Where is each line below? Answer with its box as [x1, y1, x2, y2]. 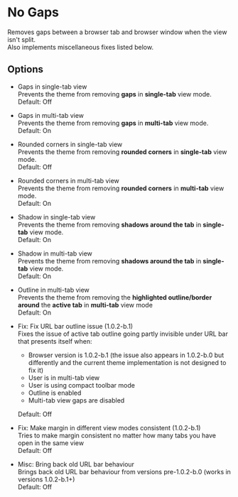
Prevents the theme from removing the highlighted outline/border [17, 293, 212, 302]
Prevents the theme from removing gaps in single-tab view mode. [17, 89, 212, 98]
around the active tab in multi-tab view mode [17, 300, 153, 309]
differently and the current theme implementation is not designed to [28, 358, 227, 366]
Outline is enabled [28, 388, 82, 397]
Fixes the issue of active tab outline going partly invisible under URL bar [17, 329, 229, 338]
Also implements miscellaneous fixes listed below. [7, 43, 154, 51]
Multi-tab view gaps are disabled [28, 395, 125, 405]
